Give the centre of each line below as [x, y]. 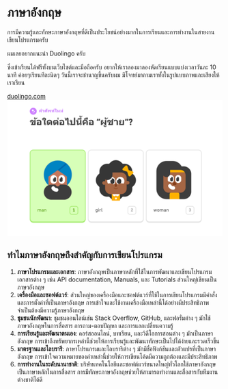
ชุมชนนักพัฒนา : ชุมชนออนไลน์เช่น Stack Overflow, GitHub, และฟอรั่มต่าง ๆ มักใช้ [114, 318]
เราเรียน [16, 82]
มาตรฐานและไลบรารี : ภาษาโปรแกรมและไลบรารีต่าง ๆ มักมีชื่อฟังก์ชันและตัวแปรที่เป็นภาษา [116, 349]
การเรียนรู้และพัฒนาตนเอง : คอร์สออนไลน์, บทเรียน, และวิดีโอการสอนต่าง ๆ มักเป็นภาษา [115, 333]
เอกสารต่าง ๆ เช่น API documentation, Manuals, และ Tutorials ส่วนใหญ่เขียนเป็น [117, 279]
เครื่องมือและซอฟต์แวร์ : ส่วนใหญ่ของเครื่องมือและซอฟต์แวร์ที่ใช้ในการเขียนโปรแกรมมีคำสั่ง [117, 294]
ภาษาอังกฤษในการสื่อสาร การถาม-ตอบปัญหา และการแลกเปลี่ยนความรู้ [95, 325]
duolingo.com [26, 96]
